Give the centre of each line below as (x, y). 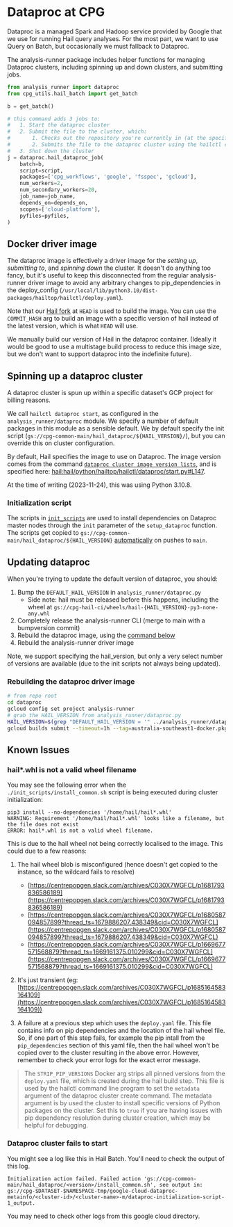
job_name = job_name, (48, 197)
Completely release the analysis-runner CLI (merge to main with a (111, 620)
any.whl (38, 614)
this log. (18, 1166)
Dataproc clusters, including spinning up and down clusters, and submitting (115, 67)
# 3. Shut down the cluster (51, 151)
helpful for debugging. (56, 1125)
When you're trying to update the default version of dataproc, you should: (113, 579)
